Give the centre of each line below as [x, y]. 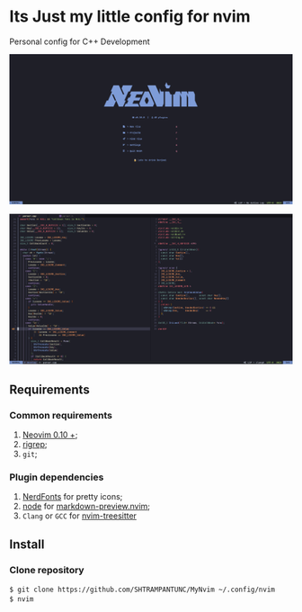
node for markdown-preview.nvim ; [86, 507]
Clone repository [47, 570]
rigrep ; [35, 444]
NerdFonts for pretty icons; [72, 497]
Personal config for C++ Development [80, 41]
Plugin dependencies [57, 477]
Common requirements [61, 415]
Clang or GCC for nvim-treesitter [80, 516]
